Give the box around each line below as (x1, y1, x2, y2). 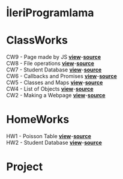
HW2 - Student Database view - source (6, 139, 102, 147)
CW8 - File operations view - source (6, 60, 95, 67)
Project (6, 160, 43, 174)
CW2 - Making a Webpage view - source (6, 92, 106, 99)
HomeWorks (6, 113, 70, 126)
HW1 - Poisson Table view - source (6, 133, 91, 140)
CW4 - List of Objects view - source (6, 85, 94, 93)
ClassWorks (6, 34, 68, 47)
